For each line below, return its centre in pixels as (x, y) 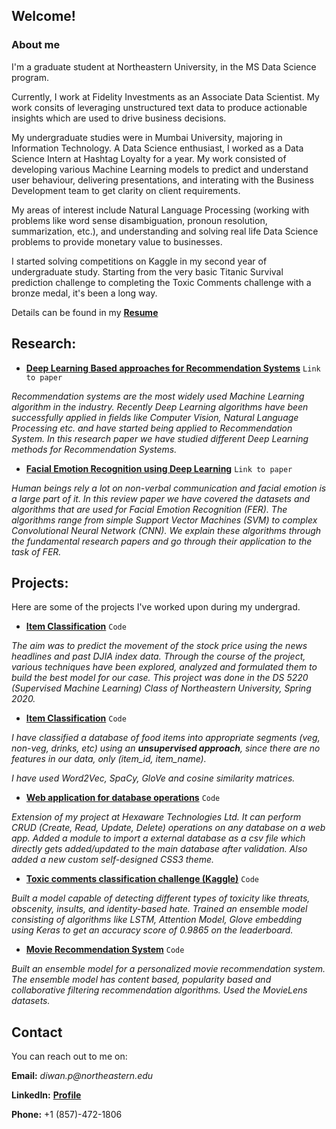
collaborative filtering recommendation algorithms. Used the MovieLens (159, 990)
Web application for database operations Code (123, 798)
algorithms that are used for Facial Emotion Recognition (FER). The (149, 509)
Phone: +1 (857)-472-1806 (67, 1115)
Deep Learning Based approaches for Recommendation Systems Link (173, 368)
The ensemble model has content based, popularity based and (141, 980)
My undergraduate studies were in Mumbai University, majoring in (147, 137)
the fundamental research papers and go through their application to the (162, 541)
